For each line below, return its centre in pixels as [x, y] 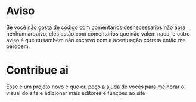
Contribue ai [37, 70]
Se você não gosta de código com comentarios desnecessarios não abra [96, 27]
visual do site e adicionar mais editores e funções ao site [76, 93]
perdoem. [18, 46]
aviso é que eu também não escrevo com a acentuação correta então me [96, 40]
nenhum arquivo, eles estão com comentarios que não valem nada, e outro [98, 33]
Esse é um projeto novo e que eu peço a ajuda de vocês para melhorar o [95, 87]
